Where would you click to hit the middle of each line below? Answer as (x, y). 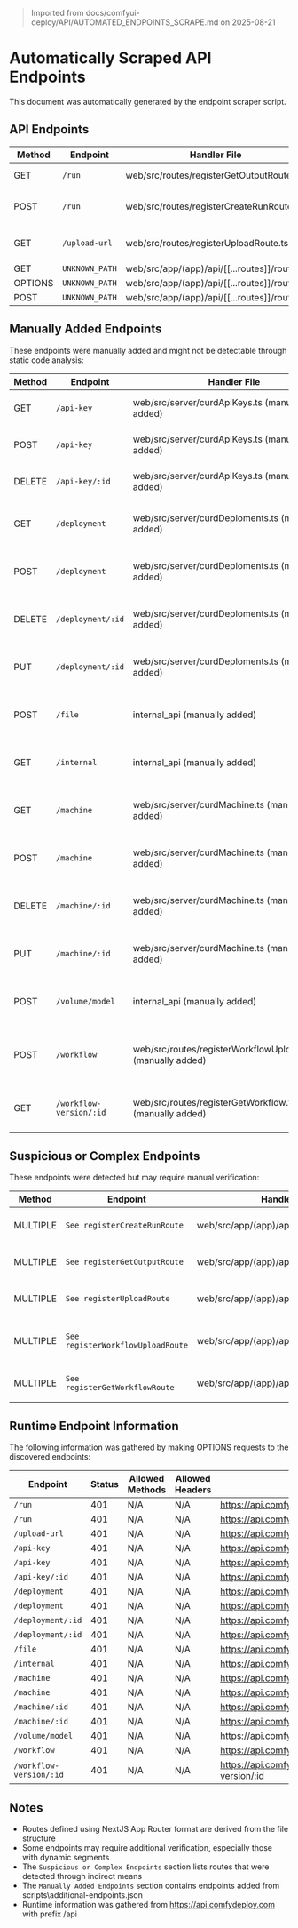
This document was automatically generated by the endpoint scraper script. (148, 101)
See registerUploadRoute (118, 1299)
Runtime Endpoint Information (94, 1426)
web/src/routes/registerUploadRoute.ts (207, 243)
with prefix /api (50, 1914)
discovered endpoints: (50, 1457)
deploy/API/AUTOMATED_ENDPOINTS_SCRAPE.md (125, 22)
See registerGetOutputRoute (125, 1262)
